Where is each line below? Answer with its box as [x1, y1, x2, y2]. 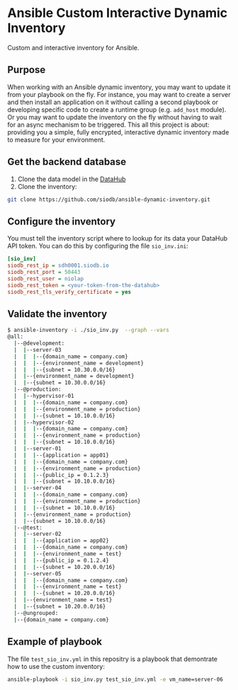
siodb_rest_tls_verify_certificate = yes [7, 288, 132, 295]
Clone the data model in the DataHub [17, 175, 126, 183]
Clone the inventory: [17, 182, 77, 190]
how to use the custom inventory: [7, 662, 105, 670]
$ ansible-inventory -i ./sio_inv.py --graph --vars [7, 327, 170, 334]
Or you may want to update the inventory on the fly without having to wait [7, 113, 222, 121]
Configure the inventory [7, 215, 115, 227]
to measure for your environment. [7, 135, 106, 144]
